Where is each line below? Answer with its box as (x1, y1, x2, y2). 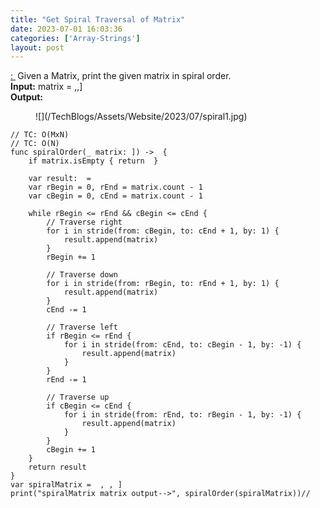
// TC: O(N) (10, 139, 60, 149)
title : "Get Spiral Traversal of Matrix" (10, 14, 186, 25)
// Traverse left (46, 322, 118, 333)
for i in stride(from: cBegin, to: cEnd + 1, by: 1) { (46, 226, 280, 236)
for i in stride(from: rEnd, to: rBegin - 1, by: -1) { (63, 410, 302, 420)
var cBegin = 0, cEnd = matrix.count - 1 (28, 191, 203, 201)
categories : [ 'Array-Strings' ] (10, 33, 141, 43)
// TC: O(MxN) (10, 130, 70, 140)
